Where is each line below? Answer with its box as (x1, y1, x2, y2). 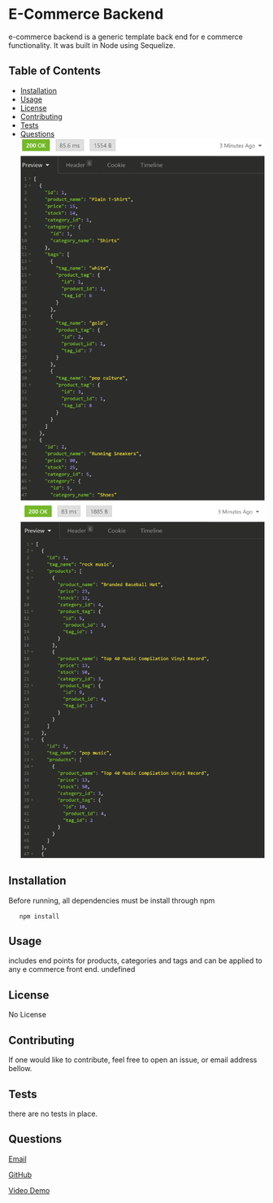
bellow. (8, 1064, 32, 1074)
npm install (19, 912, 60, 921)
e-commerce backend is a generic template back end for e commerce (8, 32, 244, 42)
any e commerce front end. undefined (8, 965, 136, 974)
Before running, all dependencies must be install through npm (8, 895, 215, 905)
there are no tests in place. (8, 1109, 98, 1118)
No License (8, 1010, 47, 1020)
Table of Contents (8, 64, 102, 78)
